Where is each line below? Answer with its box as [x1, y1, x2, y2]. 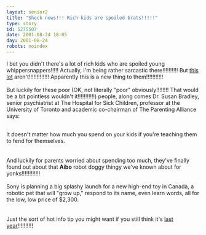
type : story [6, 20, 37, 26]
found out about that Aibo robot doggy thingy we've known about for [6, 163, 181, 171]
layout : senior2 [6, 9, 48, 15]
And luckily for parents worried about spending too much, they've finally [6, 156, 189, 164]
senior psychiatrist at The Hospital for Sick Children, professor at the [6, 99, 180, 106]
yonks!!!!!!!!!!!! [6, 169, 41, 177]
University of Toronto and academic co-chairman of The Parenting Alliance [6, 106, 197, 113]
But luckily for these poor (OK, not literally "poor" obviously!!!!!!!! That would [6, 86, 199, 93]
